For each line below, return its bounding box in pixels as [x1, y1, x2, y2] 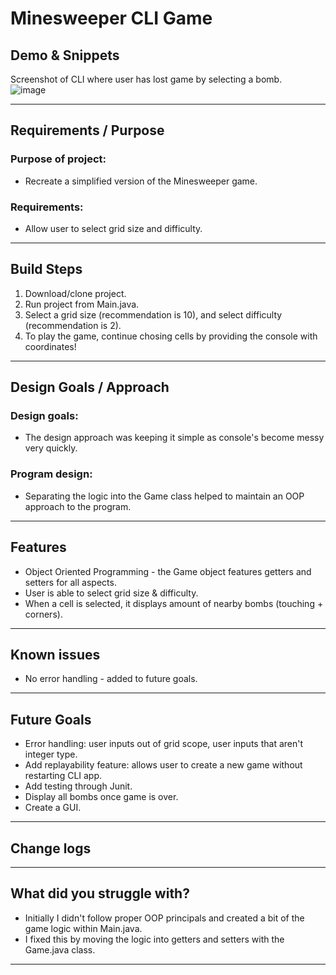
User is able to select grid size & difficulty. [24, 587, 199, 599]
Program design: [10, 467, 93, 481]
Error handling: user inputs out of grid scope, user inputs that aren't [24, 738, 304, 750]
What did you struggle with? [10, 885, 190, 902]
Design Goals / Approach [10, 379, 170, 396]
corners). [24, 608, 63, 620]
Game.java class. [24, 943, 96, 956]
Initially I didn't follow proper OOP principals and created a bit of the [24, 912, 305, 924]
